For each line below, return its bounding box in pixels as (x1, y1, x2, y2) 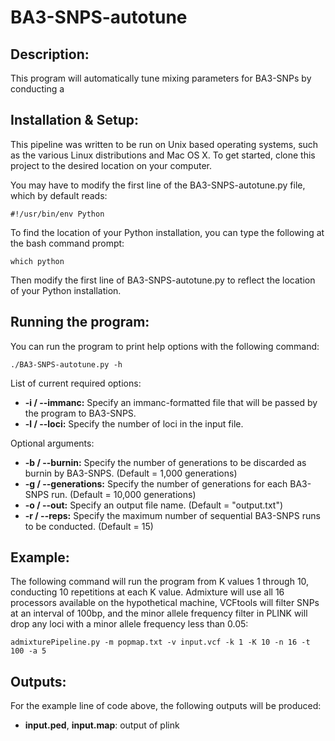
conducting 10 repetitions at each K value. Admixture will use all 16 (10, 586, 285, 598)
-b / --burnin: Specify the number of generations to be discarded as (24, 456, 307, 468)
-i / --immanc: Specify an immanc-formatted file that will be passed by (24, 396, 318, 408)
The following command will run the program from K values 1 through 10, (10, 576, 310, 588)
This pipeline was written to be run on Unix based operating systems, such (10, 138, 319, 150)
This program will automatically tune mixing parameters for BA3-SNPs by (10, 72, 312, 84)
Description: (10, 46, 90, 63)
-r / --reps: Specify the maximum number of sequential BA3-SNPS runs (24, 509, 321, 521)
